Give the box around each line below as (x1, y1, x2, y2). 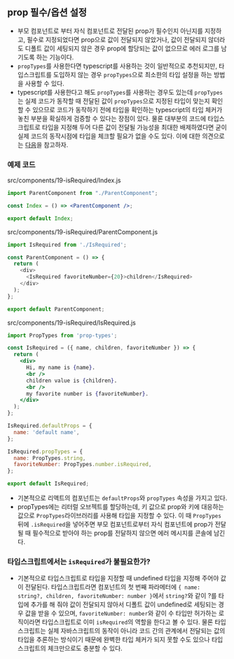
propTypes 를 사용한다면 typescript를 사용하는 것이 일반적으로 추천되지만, (17, 62, 217, 70)
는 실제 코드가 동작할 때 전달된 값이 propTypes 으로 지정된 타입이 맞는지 (17, 97, 210, 105)
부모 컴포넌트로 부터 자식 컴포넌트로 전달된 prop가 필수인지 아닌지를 (17, 27, 203, 35)
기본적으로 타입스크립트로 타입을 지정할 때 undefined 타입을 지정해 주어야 (17, 574, 219, 583)
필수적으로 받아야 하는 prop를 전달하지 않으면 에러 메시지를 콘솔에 (32, 529, 212, 538)
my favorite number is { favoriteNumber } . (25, 390, 149, 398)
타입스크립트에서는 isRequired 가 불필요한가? (7, 557, 151, 566)
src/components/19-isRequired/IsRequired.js (7, 318, 137, 327)
